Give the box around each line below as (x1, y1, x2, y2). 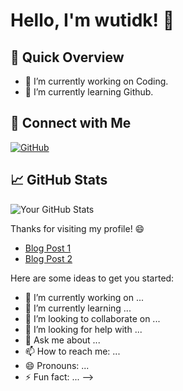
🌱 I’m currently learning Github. (24, 86, 154, 98)
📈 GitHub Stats (10, 172, 108, 189)
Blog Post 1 (24, 242, 72, 254)
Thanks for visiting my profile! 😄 (10, 222, 145, 234)
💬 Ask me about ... (24, 334, 101, 346)
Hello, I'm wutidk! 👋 (10, 9, 175, 32)
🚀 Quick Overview (10, 49, 125, 66)
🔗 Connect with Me (10, 115, 132, 132)
